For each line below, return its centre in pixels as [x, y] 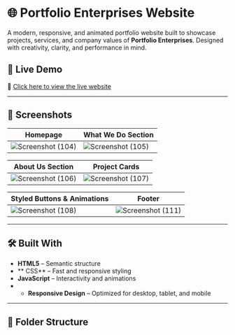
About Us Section [44, 166]
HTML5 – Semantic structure [59, 264]
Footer [148, 199]
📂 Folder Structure [48, 322]
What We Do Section [118, 134]
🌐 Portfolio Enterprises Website [101, 13]
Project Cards [116, 166]
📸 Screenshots [40, 115]
